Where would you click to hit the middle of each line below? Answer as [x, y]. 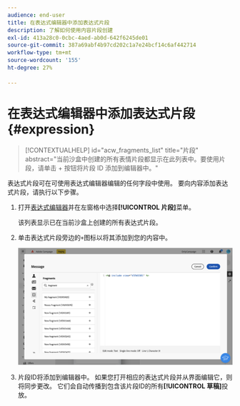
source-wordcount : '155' [44, 61]
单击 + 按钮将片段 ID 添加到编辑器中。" [101, 168]
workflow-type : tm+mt [40, 53]
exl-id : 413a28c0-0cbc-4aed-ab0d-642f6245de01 [78, 38]
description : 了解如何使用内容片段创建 [60, 30]
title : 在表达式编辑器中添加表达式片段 [59, 22]
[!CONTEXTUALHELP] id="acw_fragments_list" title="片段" [111, 150]
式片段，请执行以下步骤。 [45, 192]
